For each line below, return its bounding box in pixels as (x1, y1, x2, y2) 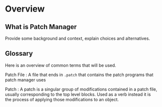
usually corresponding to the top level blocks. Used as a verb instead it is (5, 91, 151, 97)
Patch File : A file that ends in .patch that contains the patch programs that (5, 72, 154, 77)
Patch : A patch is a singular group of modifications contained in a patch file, (5, 86, 157, 92)
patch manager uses (5, 76, 46, 83)
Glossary (5, 49, 33, 58)
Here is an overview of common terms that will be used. (5, 62, 117, 68)
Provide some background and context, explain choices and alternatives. (5, 35, 150, 41)
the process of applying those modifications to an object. (5, 96, 119, 102)
